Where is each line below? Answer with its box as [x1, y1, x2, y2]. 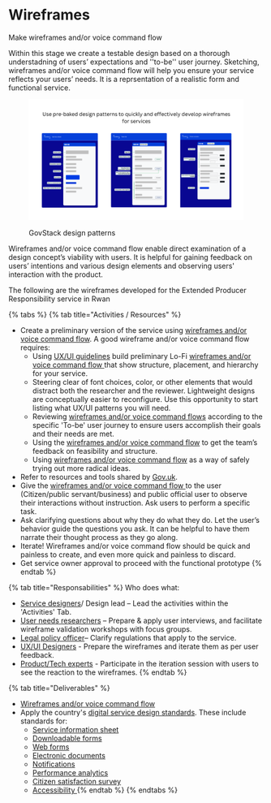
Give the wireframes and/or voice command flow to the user [19, 481, 222, 490]
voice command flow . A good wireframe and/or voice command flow [19, 335, 250, 344]
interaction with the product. [8, 270, 104, 279]
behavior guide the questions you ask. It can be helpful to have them [19, 524, 250, 533]
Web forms [32, 742, 70, 752]
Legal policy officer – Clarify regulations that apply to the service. [19, 633, 237, 643]
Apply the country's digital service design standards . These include [19, 708, 247, 718]
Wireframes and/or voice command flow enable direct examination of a [8, 244, 247, 253]
